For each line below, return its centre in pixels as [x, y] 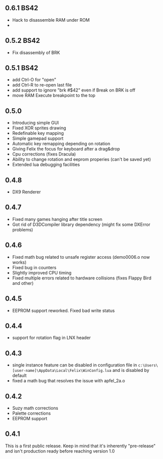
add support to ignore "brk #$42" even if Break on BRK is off [74, 90]
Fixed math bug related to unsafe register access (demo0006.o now [81, 257]
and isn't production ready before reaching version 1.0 [60, 451]
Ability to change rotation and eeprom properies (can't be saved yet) [81, 159]
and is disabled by [131, 370]
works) [19, 262]
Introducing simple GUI [35, 123]
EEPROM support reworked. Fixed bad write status [63, 310]
